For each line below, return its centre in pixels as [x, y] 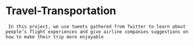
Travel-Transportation [61, 11]
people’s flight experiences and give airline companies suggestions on [97, 32]
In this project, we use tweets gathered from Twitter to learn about [97, 27]
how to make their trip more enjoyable [55, 37]
